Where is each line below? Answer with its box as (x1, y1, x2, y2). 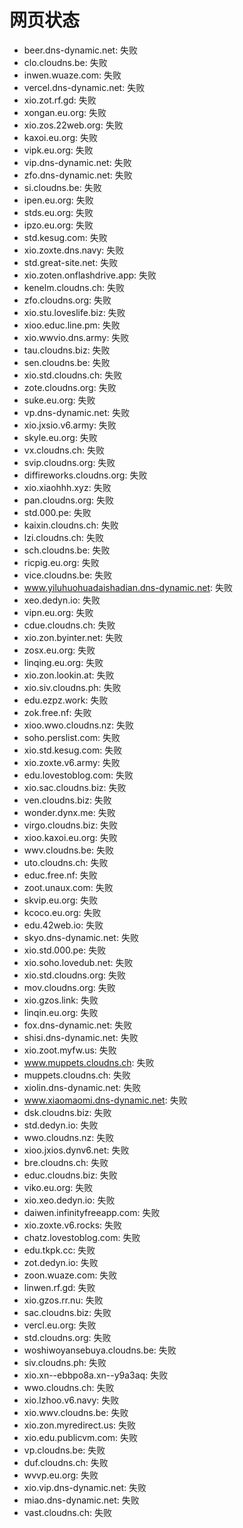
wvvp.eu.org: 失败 (23, 1469, 99, 1481)
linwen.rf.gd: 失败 (23, 1281, 96, 1293)
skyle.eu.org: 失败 (23, 431, 98, 443)
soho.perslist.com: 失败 (23, 731, 121, 743)
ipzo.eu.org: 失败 (23, 219, 94, 231)
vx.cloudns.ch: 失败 (23, 444, 105, 456)
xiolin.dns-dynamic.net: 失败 (23, 1081, 142, 1093)
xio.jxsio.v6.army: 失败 (23, 419, 117, 431)
